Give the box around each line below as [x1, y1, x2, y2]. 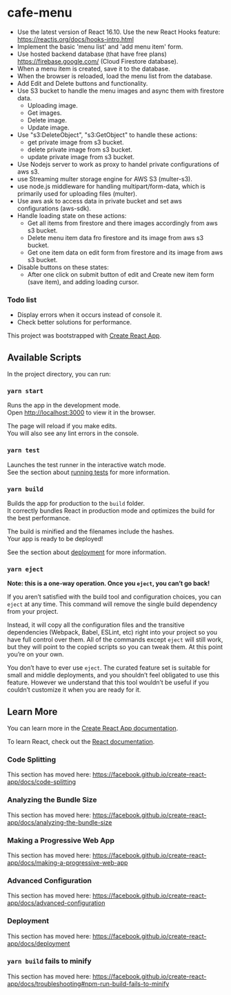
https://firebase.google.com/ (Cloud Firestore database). [17, 57, 179, 65]
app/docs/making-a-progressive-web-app [7, 858, 128, 866]
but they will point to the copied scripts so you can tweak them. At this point [7, 643, 223, 651]
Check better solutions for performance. [17, 318, 132, 327]
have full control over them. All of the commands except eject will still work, [7, 635, 223, 644]
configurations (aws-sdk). [17, 204, 92, 212]
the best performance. [7, 513, 71, 522]
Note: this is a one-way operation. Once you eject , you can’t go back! [7, 579, 210, 587]
